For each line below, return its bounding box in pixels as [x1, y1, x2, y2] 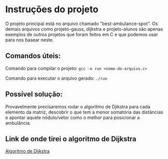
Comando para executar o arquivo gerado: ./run [5, 75, 107, 81]
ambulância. [5, 120, 31, 126]
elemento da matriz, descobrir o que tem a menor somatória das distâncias [5, 109, 163, 115]
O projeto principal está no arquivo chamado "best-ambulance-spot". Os [5, 20, 158, 27]
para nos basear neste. [5, 37, 54, 43]
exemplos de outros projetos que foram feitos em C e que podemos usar [5, 31, 158, 37]
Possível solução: [5, 90, 63, 99]
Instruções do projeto [5, 4, 99, 15]
